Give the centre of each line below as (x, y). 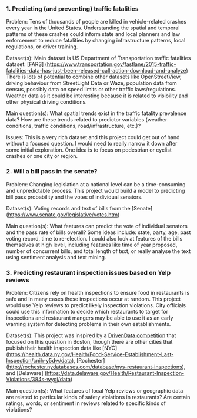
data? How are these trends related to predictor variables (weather (87, 120)
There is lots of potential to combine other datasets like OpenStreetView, (94, 77)
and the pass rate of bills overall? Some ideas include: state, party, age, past (98, 232)
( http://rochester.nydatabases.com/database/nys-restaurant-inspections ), (96, 367)
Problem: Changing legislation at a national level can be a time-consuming (96, 184)
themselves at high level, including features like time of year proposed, (92, 245)
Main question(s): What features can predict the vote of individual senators (97, 226)
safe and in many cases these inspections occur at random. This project (94, 299)
